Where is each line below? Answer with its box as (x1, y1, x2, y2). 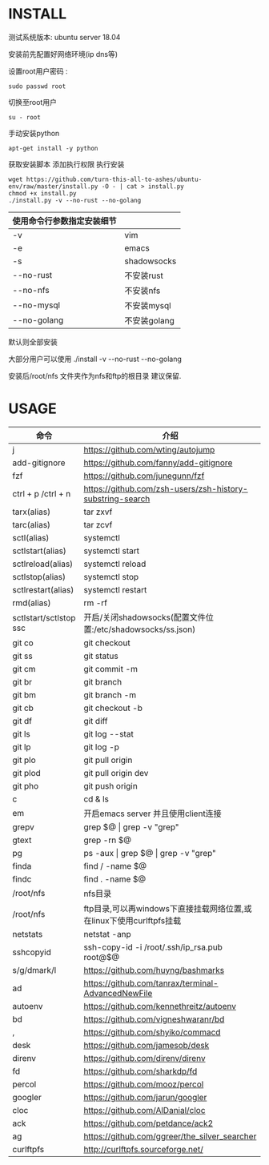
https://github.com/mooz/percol (83, 1079, 204, 1090)
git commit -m (83, 663, 139, 674)
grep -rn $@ (83, 834, 132, 846)
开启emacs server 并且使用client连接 (83, 808, 222, 819)
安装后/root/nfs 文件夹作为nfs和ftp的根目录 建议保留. (8, 371, 182, 380)
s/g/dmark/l (12, 964, 57, 975)
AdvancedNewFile (83, 987, 153, 998)
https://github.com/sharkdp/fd (83, 1066, 198, 1077)
